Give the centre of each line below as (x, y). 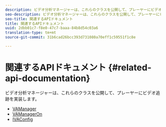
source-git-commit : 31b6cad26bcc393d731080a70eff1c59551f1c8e (70, 38)
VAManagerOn (27, 114)
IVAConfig (22, 119)
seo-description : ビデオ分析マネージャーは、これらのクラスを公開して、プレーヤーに (83, 14)
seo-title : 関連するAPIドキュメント (39, 19)
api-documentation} (48, 78)
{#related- (130, 68)
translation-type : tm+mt (31, 33)
